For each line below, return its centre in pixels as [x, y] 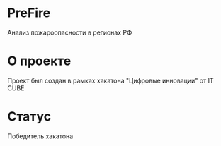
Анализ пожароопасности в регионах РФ [70, 32]
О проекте [39, 61]
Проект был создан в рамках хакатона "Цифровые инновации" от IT [110, 80]
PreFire [29, 13]
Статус [29, 117]
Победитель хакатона [40, 136]
